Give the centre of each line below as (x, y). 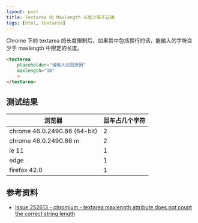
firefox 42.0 (26, 170)
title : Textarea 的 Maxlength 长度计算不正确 (61, 17)
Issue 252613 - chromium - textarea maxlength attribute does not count (103, 207)
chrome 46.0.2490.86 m (44, 140)
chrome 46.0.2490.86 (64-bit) (53, 131)
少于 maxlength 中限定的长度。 (44, 48)
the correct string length (45, 214)
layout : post (22, 12)
